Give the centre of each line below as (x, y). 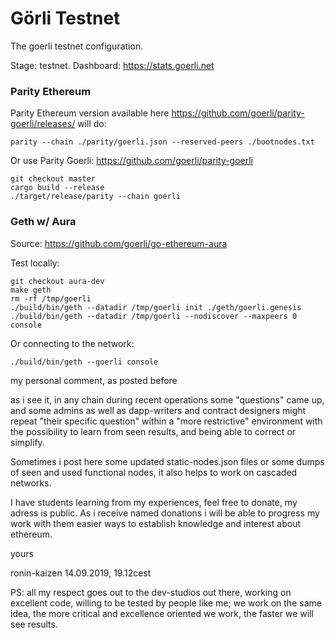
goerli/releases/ (43, 124)
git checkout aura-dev (57, 281)
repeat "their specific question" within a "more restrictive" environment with (166, 421)
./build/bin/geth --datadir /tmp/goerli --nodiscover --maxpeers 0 (154, 316)
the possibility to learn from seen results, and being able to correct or (153, 431)
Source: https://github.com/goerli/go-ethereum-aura (119, 243)
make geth (31, 290)
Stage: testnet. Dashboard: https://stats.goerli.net (112, 65)
